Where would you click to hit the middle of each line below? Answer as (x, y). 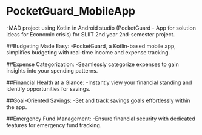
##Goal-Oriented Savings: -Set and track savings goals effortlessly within (98, 100)
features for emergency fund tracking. (54, 125)
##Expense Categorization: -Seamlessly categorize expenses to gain (93, 64)
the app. (17, 107)
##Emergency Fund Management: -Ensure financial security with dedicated (101, 119)
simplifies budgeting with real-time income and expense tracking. (88, 52)
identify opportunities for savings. (49, 88)
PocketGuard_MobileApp (71, 11)
